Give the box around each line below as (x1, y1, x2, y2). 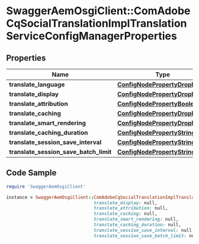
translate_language (9, 81, 65, 88)
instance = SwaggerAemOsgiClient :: (6, 194, 94, 200)
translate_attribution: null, (94, 206, 168, 211)
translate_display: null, (94, 200, 158, 206)
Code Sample (6, 168, 57, 178)
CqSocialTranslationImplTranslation (6, 17, 187, 30)
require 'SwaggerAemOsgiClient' (6, 184, 86, 190)
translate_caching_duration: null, (94, 222, 182, 228)
